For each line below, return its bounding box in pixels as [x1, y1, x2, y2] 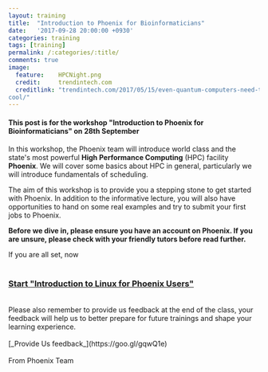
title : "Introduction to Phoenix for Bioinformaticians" [8, 19, 205, 27]
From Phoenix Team [8, 355, 74, 365]
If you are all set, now [8, 250, 79, 260]
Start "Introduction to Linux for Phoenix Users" [8, 278, 194, 289]
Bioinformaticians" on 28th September [8, 126, 140, 135]
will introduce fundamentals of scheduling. [8, 170, 149, 179]
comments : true [8, 57, 59, 65]
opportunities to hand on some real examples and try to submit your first [8, 202, 246, 212]
